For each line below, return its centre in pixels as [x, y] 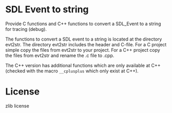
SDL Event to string [47, 10]
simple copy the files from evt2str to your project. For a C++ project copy [83, 50]
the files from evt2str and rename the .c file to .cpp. [60, 55]
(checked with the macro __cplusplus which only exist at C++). [72, 71]
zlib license [17, 106]
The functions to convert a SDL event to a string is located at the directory [84, 39]
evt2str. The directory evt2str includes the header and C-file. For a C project [86, 44]
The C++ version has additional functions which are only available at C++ [83, 65]
